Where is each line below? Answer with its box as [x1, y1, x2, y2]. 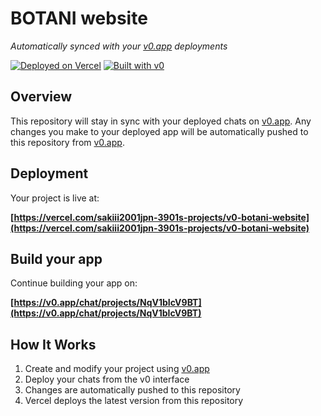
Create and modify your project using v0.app [24, 363, 210, 375]
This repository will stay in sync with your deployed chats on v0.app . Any [10, 115, 312, 127]
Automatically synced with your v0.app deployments [10, 40, 228, 52]
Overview [10, 88, 73, 106]
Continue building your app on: [10, 277, 138, 289]
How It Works [10, 336, 97, 353]
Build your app [10, 250, 103, 267]
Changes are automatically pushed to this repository [24, 384, 241, 396]
